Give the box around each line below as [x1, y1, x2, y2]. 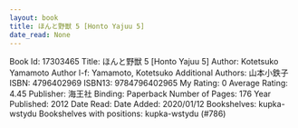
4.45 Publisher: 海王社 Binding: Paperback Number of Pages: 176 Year [9, 88, 272, 100]
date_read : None [9, 30, 71, 39]
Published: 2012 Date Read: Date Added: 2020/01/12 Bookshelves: [9, 99, 257, 110]
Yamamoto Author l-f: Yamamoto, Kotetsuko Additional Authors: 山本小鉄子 [9, 67, 289, 78]
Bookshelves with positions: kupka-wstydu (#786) [39, 108, 226, 119]
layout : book [9, 13, 59, 23]
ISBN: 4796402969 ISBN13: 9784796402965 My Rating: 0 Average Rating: [9, 78, 288, 89]
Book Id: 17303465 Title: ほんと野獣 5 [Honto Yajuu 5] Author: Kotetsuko [9, 56, 279, 67]
